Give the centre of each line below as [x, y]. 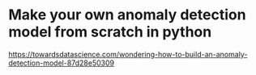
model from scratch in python [110, 32]
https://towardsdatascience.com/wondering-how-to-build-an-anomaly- [128, 54]
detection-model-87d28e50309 [62, 63]
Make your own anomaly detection [127, 15]
